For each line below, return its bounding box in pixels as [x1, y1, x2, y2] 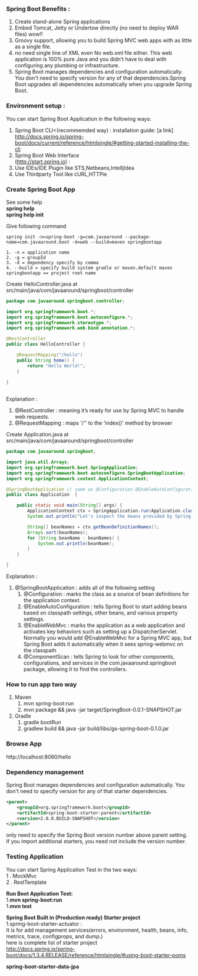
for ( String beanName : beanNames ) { [27, 535, 120, 541]
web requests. [14, 413, 50, 420]
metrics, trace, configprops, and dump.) [6, 932, 103, 939]
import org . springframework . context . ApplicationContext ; [6, 475, 149, 482]
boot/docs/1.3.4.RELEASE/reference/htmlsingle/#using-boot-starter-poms [6, 951, 186, 958]
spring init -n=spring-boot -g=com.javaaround [6, 234, 123, 240]
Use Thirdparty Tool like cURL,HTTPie [14, 170, 107, 178]
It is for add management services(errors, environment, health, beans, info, [6, 926, 189, 934]
